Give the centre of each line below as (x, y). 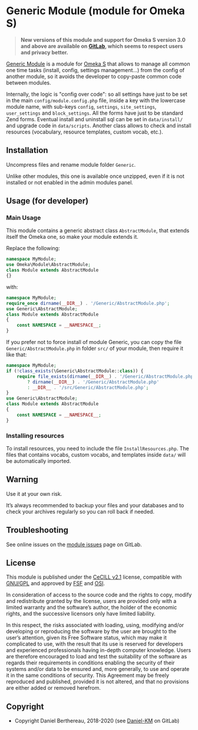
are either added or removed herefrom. (54, 688)
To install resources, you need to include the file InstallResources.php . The (98, 448)
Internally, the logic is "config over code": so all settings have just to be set (97, 94)
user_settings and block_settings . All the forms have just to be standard (95, 113)
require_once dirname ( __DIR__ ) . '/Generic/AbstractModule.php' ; (88, 303)
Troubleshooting (37, 530)
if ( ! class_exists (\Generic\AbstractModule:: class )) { (75, 371)
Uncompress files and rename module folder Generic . (71, 164)
